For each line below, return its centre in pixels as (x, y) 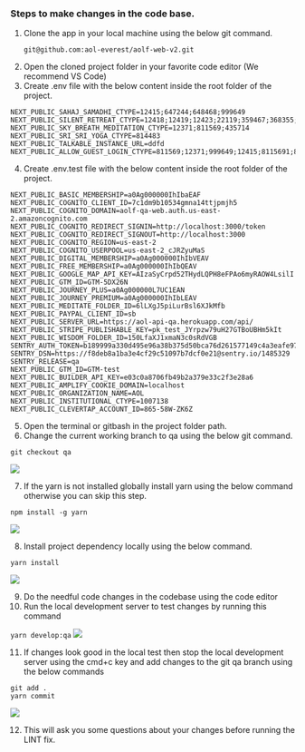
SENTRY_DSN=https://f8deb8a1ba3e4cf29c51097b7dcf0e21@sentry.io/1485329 (150, 354)
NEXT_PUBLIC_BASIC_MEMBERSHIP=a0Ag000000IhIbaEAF (106, 195)
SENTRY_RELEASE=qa (45, 362)
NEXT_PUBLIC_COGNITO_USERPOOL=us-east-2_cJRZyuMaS (108, 251)
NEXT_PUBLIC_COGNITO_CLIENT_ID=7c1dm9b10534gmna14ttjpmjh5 (124, 203)
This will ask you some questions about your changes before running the (159, 730)
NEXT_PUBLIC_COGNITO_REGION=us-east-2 (83, 243)
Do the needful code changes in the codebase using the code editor (151, 597)
